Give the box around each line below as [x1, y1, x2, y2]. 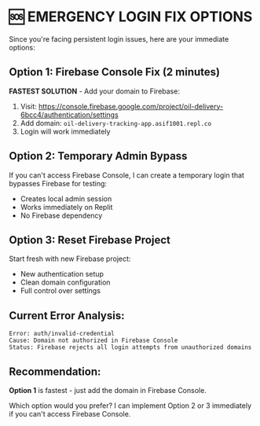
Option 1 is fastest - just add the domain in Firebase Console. [9, 386, 207, 395]
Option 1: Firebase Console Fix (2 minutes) [9, 65, 221, 79]
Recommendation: [9, 365, 101, 378]
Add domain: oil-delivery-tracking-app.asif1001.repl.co [20, 118, 211, 127]
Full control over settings [20, 286, 101, 296]
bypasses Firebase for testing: [9, 178, 108, 188]
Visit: [20, 101, 38, 111]
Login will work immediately [20, 127, 111, 136]
